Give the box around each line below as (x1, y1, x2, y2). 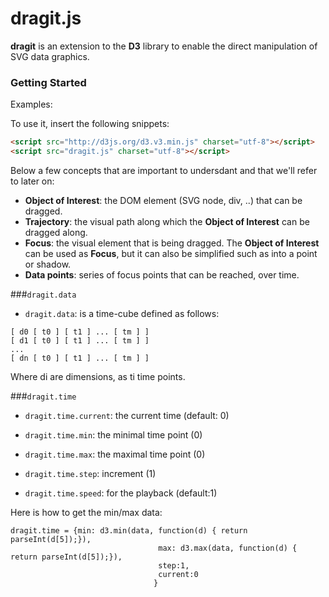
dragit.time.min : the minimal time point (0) (24, 428, 203, 441)
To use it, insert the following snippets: (10, 118, 170, 130)
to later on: (10, 175, 55, 187)
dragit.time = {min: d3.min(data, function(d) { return (10, 525, 248, 536)
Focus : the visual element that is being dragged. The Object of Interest (24, 237, 320, 249)
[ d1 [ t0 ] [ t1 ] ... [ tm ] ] (10, 335, 150, 346)
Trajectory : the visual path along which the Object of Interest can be (24, 215, 310, 227)
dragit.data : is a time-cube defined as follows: (24, 307, 220, 319)
